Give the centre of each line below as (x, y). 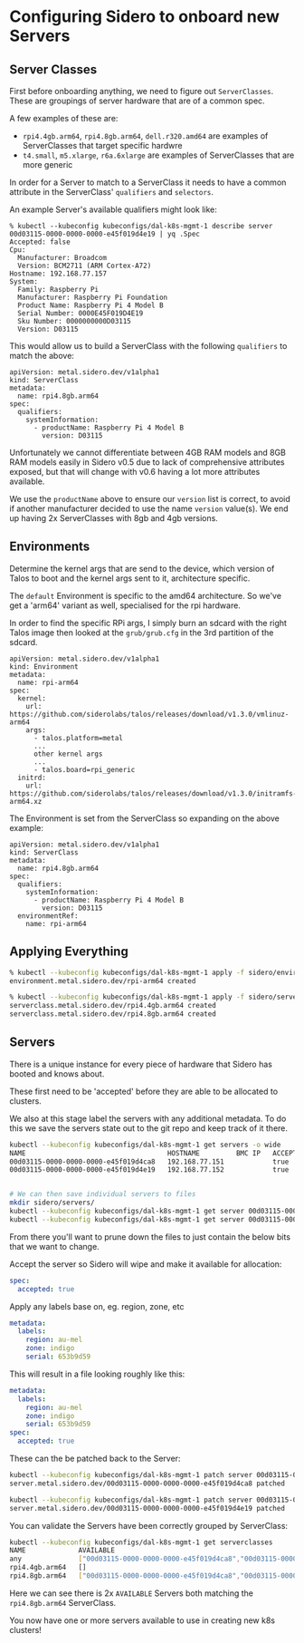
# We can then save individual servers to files (103, 1194)
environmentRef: (48, 916)
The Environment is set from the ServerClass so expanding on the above (145, 818)
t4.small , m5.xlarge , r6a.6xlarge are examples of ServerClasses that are (158, 155)
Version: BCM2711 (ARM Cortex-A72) (85, 266)
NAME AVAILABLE (62, 1551)
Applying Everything (69, 952)
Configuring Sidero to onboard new (145, 17)
